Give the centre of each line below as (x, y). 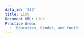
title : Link (17, 14)
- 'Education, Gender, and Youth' (45, 28)
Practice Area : (21, 23)
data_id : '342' (21, 10)
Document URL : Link (25, 19)
